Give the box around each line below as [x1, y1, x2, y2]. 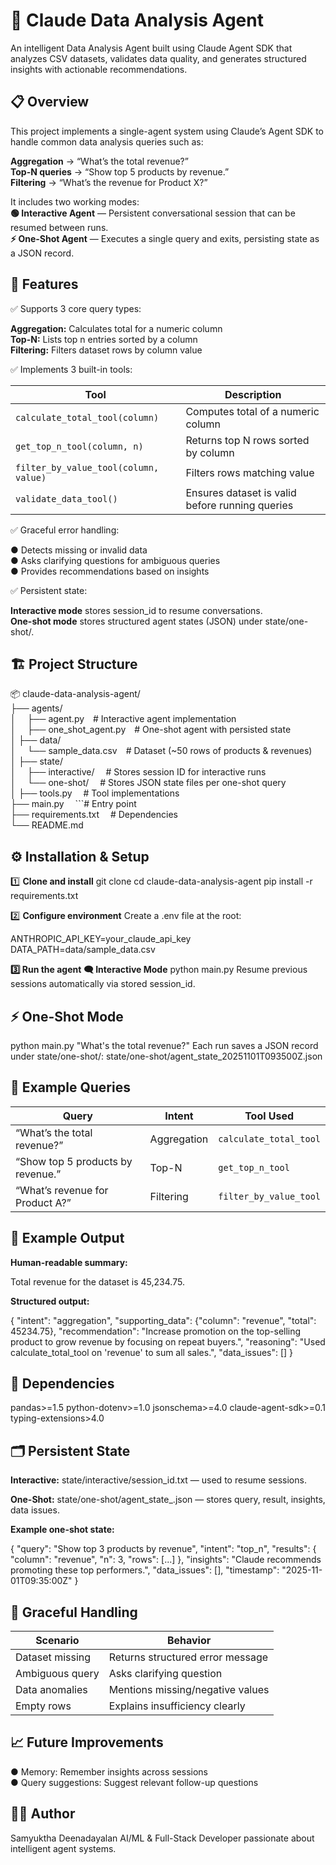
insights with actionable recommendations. [10, 63, 188, 75]
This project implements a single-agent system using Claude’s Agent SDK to [10, 125, 325, 137]
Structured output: [10, 1295, 90, 1307]
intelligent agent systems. [10, 1842, 117, 1854]
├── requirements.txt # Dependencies [10, 809, 178, 821]
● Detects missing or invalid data [10, 544, 148, 556]
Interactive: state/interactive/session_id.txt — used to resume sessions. [10, 1474, 307, 1486]
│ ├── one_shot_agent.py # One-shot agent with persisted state [10, 724, 292, 736]
